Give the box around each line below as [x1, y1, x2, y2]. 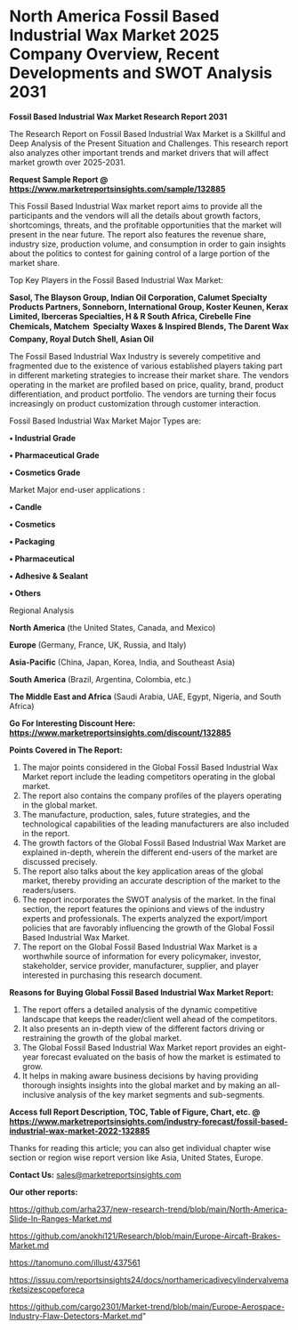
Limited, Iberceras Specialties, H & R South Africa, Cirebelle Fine [9, 310, 252, 321]
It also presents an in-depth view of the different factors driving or [21, 1023, 265, 1034]
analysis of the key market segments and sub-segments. [56, 1089, 265, 1100]
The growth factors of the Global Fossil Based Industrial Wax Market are [21, 837, 286, 848]
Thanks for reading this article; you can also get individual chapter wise [9, 1142, 271, 1153]
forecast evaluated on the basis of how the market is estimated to [40, 1052, 281, 1062]
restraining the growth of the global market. [21, 1032, 182, 1043]
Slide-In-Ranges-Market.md [9, 1213, 113, 1224]
